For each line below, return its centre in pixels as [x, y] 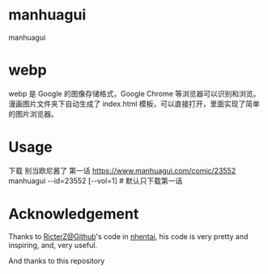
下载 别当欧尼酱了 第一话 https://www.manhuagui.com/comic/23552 [122, 170]
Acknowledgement [74, 214]
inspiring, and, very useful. [53, 245]
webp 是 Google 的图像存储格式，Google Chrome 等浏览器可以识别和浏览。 [134, 93]
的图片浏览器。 [33, 113]
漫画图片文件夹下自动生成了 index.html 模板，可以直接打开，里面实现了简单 [134, 104]
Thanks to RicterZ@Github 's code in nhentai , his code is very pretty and [128, 236]
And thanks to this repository [57, 260]
